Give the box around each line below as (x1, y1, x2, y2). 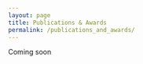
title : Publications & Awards (8, 19, 108, 27)
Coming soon (8, 48, 52, 57)
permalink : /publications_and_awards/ (8, 26, 135, 34)
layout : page (8, 11, 51, 20)
